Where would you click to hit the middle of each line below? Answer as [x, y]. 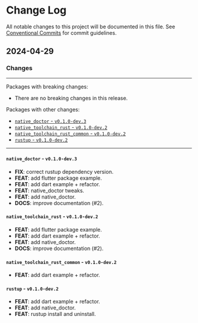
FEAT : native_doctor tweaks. [49, 190]
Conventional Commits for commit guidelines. [61, 32]
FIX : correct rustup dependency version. [64, 172]
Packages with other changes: [43, 109]
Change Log [36, 10]
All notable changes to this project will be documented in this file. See [91, 27]
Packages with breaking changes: [47, 87]
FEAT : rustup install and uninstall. [55, 314]
